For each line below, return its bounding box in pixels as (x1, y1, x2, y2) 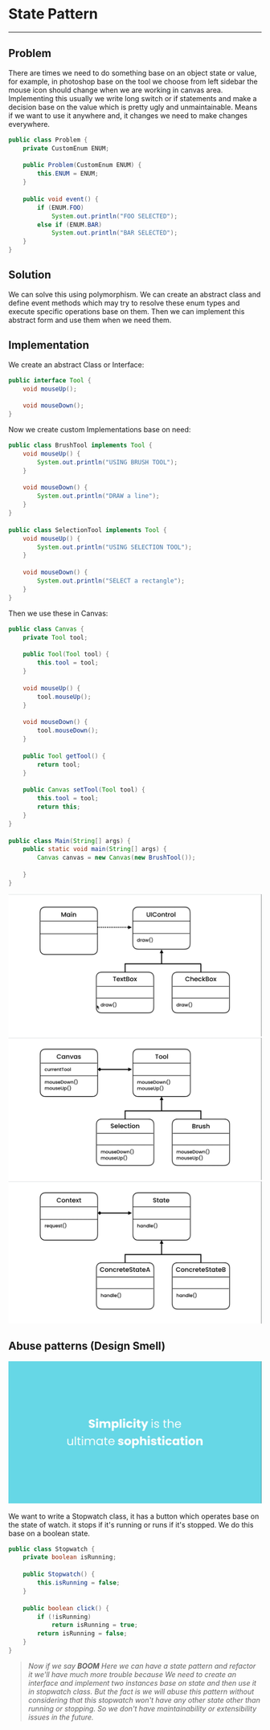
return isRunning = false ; (37, 1630, 128, 1638)
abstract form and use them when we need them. (8, 315, 172, 325)
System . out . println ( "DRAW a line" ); (37, 492, 160, 501)
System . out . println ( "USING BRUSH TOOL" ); (37, 458, 178, 466)
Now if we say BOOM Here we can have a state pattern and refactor (27, 1661, 256, 1671)
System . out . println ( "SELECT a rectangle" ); (37, 577, 185, 585)
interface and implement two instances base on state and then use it (27, 1678, 257, 1687)
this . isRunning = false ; (37, 1579, 121, 1587)
